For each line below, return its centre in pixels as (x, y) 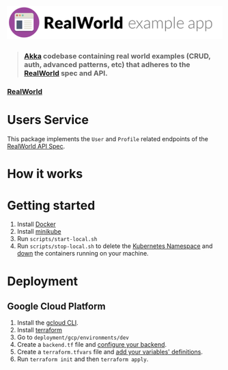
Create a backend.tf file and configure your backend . (92, 345)
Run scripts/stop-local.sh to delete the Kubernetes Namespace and (115, 246)
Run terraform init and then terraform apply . (83, 359)
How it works (45, 174)
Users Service (48, 120)
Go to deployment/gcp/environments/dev (73, 337)
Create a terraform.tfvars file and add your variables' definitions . (110, 352)
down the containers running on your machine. (83, 254)
